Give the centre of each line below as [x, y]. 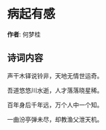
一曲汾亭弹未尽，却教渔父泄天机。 [55, 119]
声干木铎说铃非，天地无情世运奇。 [55, 75]
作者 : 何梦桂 [24, 34]
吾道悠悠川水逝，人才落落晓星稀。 [55, 90]
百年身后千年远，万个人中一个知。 [55, 105]
